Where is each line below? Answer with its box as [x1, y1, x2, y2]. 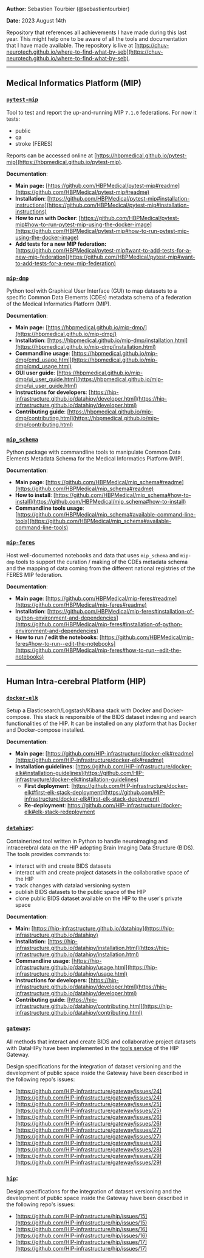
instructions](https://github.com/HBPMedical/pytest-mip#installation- [15, 201, 189, 209]
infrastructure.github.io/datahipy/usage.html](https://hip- [15, 963, 158, 971]
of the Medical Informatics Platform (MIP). [6, 300, 111, 307]
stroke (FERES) [15, 140, 53, 147]
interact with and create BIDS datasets [15, 862, 112, 870]
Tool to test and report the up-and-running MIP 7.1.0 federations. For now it [6, 109, 197, 116]
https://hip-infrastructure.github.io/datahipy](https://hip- [33, 924, 175, 932]
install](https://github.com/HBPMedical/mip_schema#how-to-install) [15, 498, 186, 506]
